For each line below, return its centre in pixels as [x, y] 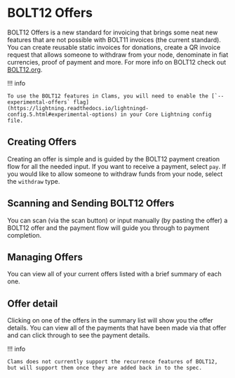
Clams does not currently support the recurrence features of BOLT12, [113, 362]
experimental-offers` [39, 102]
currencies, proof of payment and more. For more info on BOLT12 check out [117, 62]
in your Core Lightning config [166, 114]
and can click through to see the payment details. [79, 335]
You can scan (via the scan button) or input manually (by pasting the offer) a [117, 220]
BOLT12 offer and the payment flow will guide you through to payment [108, 228]
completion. [25, 235]
